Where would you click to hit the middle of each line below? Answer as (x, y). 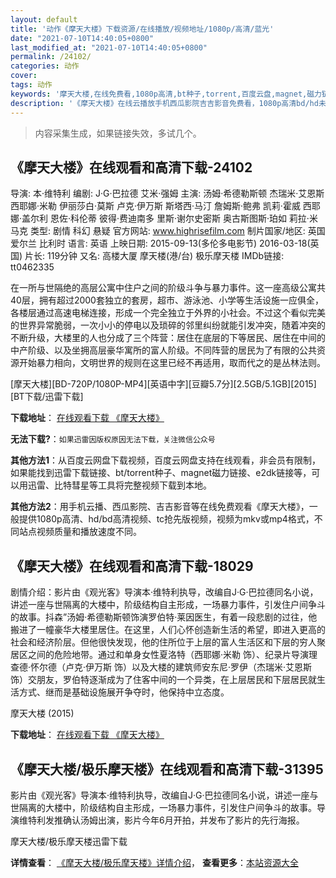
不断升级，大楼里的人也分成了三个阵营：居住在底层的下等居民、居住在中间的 (168, 338)
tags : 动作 (31, 85)
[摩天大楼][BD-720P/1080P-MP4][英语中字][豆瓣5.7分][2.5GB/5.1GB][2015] (163, 384)
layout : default (44, 19)
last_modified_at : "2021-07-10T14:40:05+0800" (109, 47)
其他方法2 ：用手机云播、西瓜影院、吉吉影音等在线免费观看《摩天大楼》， (160, 507)
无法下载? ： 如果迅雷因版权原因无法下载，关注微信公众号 (113, 439)
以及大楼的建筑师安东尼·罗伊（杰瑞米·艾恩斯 (222, 667)
